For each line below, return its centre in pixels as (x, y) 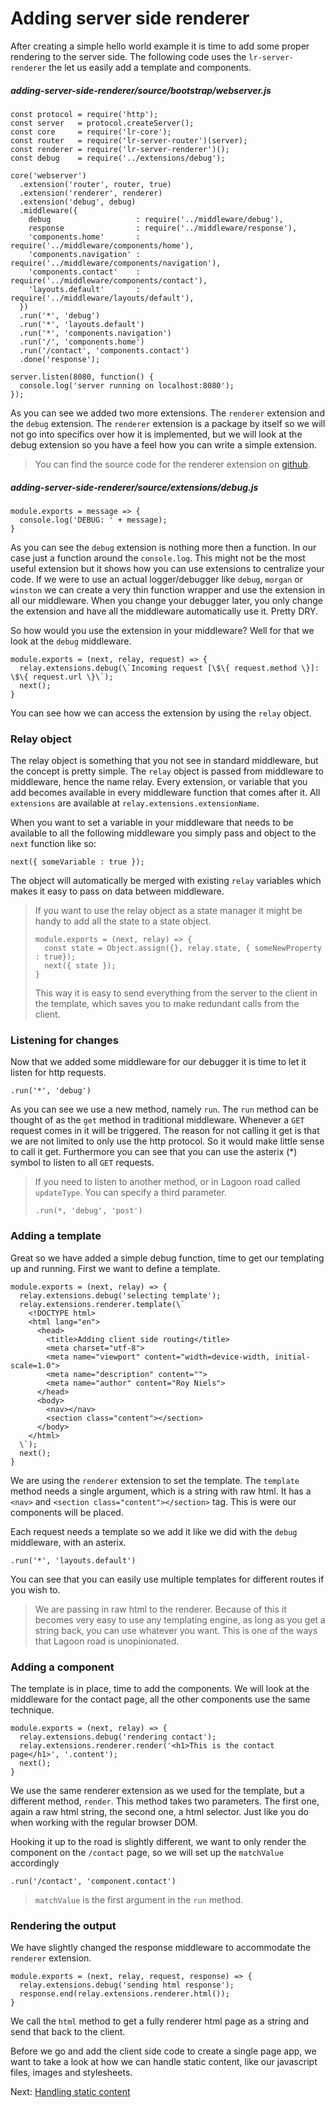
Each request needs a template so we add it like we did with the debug (154, 1531)
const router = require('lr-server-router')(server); (129, 140)
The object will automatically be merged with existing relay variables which (166, 881)
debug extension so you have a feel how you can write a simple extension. (163, 444)
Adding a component (62, 1667)
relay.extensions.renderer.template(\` (102, 1304)
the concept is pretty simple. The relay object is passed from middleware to (167, 771)
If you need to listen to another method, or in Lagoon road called (167, 1182)
